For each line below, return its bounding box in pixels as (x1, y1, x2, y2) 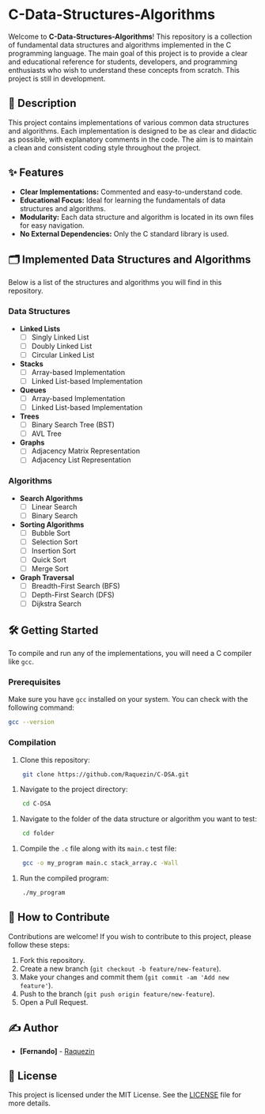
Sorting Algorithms (19, 520, 85, 529)
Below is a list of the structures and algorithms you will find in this (8, 278, 222, 287)
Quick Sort (31, 555, 67, 564)
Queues (19, 385, 47, 395)
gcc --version (8, 718, 55, 726)
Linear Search (31, 502, 78, 511)
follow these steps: (8, 940, 70, 949)
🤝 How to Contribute (8, 911, 111, 924)
